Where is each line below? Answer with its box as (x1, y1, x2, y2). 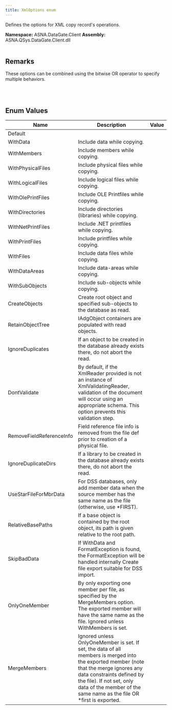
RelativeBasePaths (8, 521, 53, 528)
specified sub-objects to (78, 300, 138, 307)
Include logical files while (78, 176, 139, 183)
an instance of (78, 376, 113, 384)
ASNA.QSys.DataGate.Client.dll (5, 37, 71, 43)
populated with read (78, 321, 126, 328)
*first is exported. (78, 697, 121, 704)
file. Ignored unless (78, 618, 124, 625)
